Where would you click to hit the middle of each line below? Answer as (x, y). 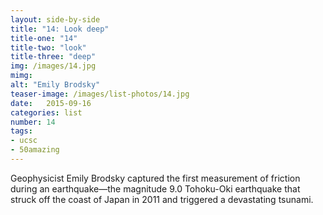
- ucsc (24, 141)
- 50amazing (35, 150)
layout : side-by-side (55, 19)
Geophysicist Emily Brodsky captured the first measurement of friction (155, 178)
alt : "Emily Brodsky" (55, 85)
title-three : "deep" (53, 57)
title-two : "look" (48, 47)
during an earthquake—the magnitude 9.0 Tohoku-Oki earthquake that (155, 188)
